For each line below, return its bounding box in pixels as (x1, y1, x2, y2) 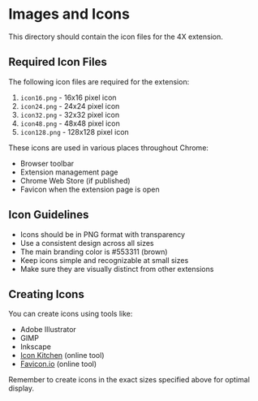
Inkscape (19, 342, 51, 351)
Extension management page (19, 167, 118, 177)
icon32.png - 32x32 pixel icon (19, 110, 120, 119)
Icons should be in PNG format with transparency (19, 229, 185, 239)
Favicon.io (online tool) (19, 359, 97, 369)
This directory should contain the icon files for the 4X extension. (8, 32, 223, 41)
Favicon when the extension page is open (19, 184, 160, 194)
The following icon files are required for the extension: (8, 76, 190, 86)
